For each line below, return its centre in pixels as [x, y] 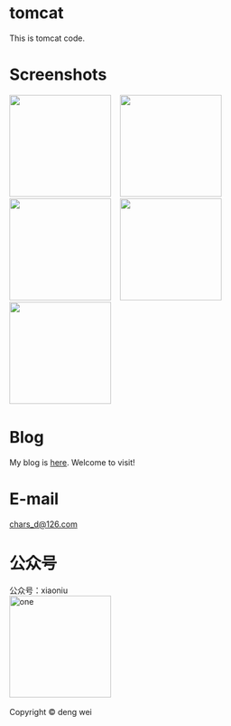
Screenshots [58, 75]
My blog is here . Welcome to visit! [72, 462]
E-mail [34, 499]
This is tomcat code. [47, 38]
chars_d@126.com [44, 524]
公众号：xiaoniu [39, 590]
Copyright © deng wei [51, 712]
